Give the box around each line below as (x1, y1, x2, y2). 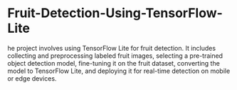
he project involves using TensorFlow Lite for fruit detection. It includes (7, 44, 216, 52)
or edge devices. (7, 74, 57, 83)
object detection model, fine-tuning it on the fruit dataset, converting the (7, 59, 221, 67)
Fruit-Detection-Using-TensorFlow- (7, 5, 223, 21)
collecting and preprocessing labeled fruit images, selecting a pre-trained (7, 51, 223, 60)
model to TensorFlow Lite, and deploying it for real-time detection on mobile (7, 66, 231, 75)
